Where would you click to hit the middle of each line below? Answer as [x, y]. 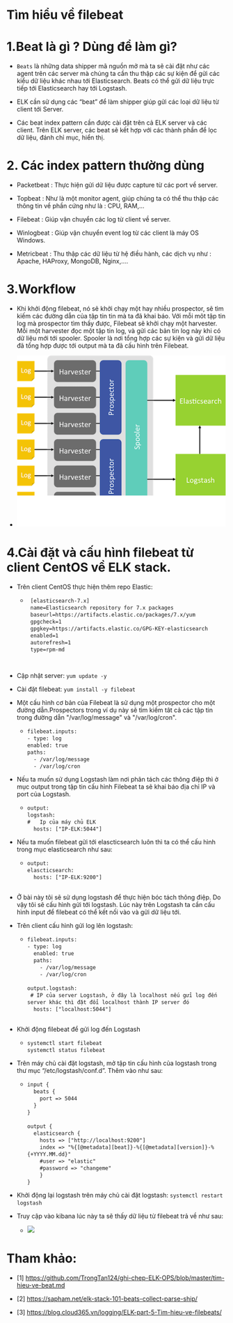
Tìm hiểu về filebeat [65, 15]
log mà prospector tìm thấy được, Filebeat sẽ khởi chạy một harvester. [117, 323]
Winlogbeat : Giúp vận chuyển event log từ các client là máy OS [108, 233]
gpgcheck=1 [46, 621]
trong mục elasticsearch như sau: [64, 849]
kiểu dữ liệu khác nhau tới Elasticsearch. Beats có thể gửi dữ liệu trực [115, 81]
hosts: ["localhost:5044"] [72, 1009]
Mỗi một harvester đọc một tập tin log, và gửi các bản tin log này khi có [119, 331]
